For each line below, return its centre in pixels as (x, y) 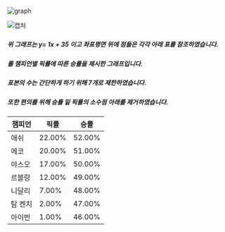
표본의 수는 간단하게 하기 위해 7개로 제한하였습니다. (77, 83)
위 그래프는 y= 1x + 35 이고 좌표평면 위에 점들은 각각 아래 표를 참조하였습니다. (113, 44)
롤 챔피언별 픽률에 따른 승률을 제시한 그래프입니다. (75, 63)
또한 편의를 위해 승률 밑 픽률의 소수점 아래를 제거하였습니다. (88, 102)
